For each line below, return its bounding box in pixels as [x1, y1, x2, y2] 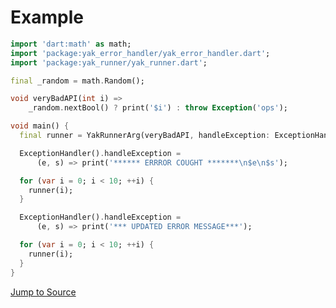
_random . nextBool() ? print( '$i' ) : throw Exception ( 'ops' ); [28, 103, 288, 113]
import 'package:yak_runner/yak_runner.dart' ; [10, 57, 208, 68]
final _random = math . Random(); [10, 76, 145, 86]
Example [10, 6, 84, 29]
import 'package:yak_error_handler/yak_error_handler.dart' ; [10, 48, 271, 58]
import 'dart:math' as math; [10, 39, 132, 49]
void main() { [10, 121, 70, 131]
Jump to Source [10, 286, 77, 298]
